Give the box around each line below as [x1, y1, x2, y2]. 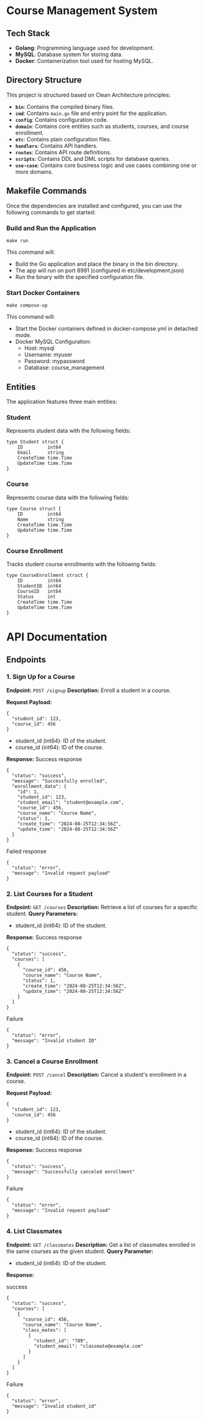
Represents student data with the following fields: [6, 427, 131, 434]
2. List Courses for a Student [6, 890, 93, 898]
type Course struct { [6, 505, 62, 511]
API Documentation [6, 630, 107, 644]
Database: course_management [24, 364, 105, 371]
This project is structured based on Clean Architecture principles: [6, 91, 171, 99]
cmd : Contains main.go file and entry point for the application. [15, 110, 168, 117]
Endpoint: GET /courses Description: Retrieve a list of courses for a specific [6, 904, 198, 911]
